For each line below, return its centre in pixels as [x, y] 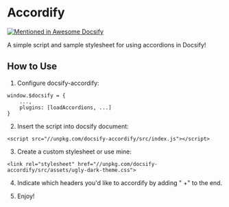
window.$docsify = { [37, 95]
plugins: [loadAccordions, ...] [65, 108]
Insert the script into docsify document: [73, 126]
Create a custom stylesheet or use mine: [74, 151]
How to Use [32, 66]
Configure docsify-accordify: [58, 83]
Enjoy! [26, 196]
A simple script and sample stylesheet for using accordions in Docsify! [107, 45]
